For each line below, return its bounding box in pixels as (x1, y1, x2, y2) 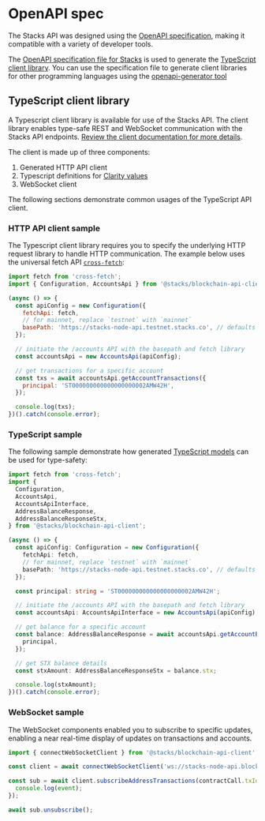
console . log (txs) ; (15, 403, 77, 411)
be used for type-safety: (8, 455, 88, 465)
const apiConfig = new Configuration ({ (15, 302, 147, 309)
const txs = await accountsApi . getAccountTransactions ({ (15, 374, 207, 382)
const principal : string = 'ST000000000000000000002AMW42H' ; (15, 587, 221, 595)
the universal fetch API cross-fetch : (8, 257, 125, 267)
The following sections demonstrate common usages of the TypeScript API (8, 194, 252, 204)
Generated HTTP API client (19, 163, 108, 172)
